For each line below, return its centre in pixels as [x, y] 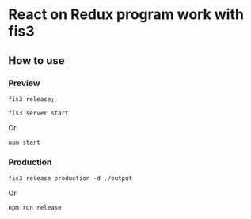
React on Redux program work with [126, 15]
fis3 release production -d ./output [70, 179]
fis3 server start [38, 113]
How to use [36, 60]
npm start [25, 142]
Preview [24, 83]
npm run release [35, 208]
